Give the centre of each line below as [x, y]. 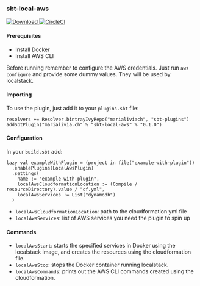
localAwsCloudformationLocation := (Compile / [77, 184]
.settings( [26, 173]
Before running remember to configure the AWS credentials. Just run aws [98, 68]
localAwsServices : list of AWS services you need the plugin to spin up [102, 218]
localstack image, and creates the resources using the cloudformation [103, 252]
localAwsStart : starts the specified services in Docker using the [95, 246]
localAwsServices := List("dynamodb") [66, 195]
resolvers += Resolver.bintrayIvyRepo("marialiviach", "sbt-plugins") [98, 119]
